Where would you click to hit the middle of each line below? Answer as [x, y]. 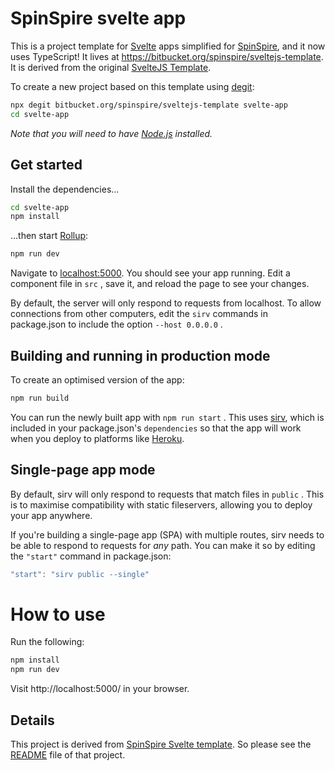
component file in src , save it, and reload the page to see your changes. [160, 284]
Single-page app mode [83, 470]
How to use [58, 614]
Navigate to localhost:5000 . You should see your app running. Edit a [150, 273]
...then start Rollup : [49, 236]
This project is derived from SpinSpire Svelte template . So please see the [161, 744]
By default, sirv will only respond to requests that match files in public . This [167, 494]
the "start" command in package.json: [91, 556]
